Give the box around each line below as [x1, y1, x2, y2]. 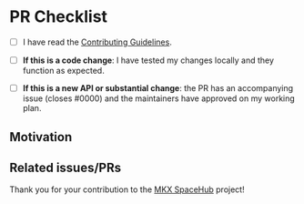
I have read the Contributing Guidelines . [22, 36, 173, 47]
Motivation [9, 129, 73, 145]
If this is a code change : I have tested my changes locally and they [22, 55, 275, 66]
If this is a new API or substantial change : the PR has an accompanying [22, 83, 294, 94]
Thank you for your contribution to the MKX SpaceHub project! [9, 184, 245, 195]
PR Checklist [9, 6, 107, 27]
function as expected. [22, 66, 105, 76]
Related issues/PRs [9, 159, 122, 175]
